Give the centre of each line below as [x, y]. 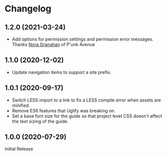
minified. [21, 105]
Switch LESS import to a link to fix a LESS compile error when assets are [86, 100]
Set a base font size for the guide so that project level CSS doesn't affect [87, 116]
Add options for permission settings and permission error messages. [82, 39]
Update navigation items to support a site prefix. [61, 72]
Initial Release [19, 149]
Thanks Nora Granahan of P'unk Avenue [53, 44]
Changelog [28, 9]
